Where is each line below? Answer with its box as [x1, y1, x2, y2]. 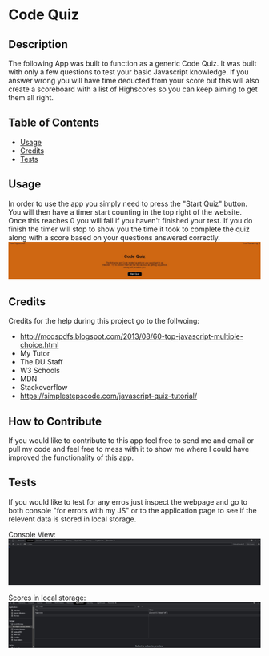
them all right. [8, 93, 54, 102]
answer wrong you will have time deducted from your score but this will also [8, 76, 259, 85]
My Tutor [19, 348, 50, 358]
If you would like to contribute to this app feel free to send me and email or [8, 436, 255, 445]
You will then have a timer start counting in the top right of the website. [8, 207, 243, 217]
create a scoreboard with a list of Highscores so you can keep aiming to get [8, 84, 258, 94]
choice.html [19, 340, 59, 350]
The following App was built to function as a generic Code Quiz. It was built [8, 58, 257, 68]
